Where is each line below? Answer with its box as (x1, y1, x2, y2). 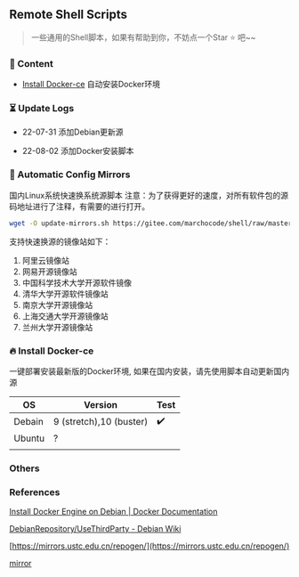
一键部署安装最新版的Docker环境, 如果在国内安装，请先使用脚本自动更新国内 (9, 365, 290, 377)
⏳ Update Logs (9, 102, 75, 115)
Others (9, 462, 40, 475)
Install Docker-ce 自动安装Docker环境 (21, 79, 161, 90)
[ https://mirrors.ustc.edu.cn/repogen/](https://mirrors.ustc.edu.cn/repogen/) (9, 540, 290, 551)
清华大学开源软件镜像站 (21, 288, 109, 299)
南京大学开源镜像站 (21, 299, 93, 310)
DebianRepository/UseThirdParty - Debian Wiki (9, 524, 182, 534)
